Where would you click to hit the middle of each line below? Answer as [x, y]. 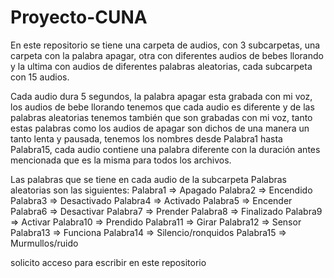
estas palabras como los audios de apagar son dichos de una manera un [160, 128]
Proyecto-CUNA [79, 17]
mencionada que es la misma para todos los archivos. [121, 160]
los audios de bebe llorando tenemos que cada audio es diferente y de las [162, 107]
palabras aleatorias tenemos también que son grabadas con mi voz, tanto [161, 117]
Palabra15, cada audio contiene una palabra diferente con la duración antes [165, 149]
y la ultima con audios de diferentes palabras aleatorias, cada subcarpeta [161, 66]
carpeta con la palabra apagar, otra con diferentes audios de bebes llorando [167, 55]
